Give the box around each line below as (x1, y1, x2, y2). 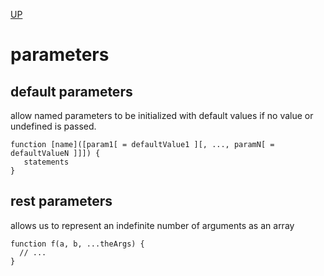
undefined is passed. (10, 120, 97, 132)
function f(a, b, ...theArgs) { (10, 239, 145, 249)
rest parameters (10, 193, 113, 210)
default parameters (10, 83, 133, 100)
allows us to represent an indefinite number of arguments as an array (10, 219, 295, 231)
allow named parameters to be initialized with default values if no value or (10, 110, 314, 121)
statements (23, 157, 70, 167)
